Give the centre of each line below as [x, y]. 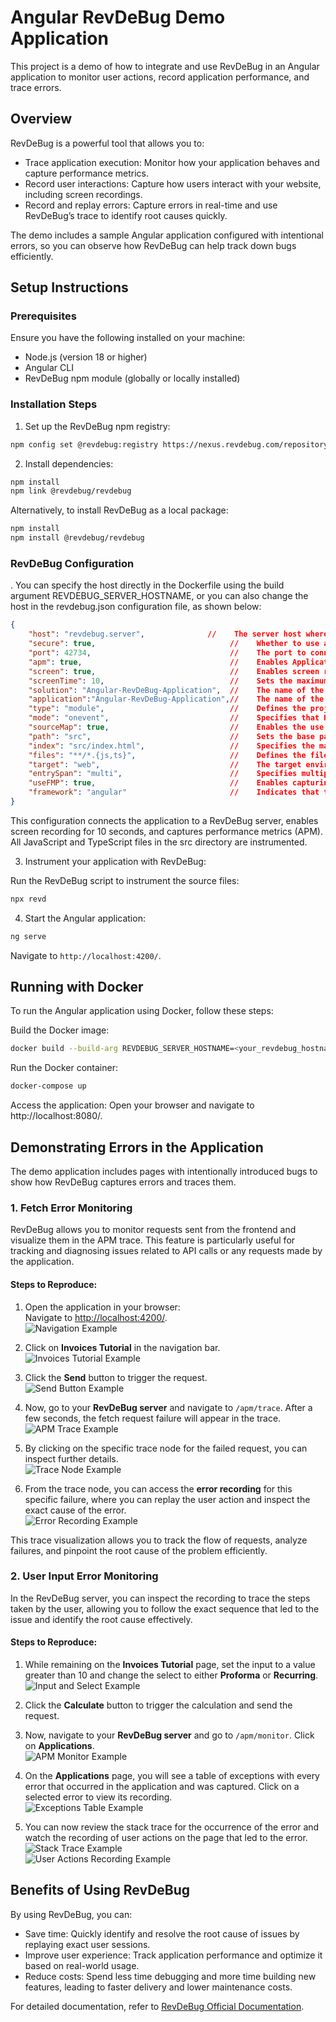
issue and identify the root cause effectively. [101, 1619]
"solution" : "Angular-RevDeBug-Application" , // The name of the [176, 690]
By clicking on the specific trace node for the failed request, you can [166, 1448]
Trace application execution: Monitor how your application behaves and [172, 162]
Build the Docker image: [60, 1030]
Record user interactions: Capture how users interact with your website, [173, 183]
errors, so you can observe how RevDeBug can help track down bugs [153, 245]
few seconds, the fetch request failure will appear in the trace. [153, 1418]
